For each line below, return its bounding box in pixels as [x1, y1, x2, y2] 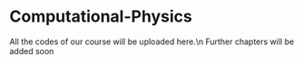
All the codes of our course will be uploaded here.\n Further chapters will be [9, 36, 295, 47]
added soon [9, 45, 54, 56]
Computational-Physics [9, 6, 192, 27]
